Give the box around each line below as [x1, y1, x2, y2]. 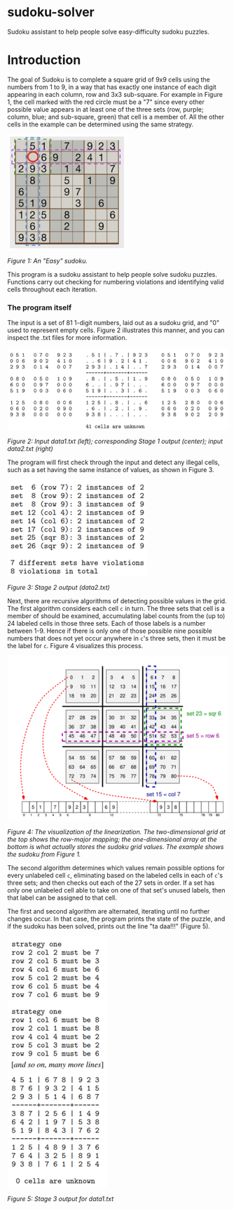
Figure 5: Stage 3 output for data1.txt [7, 1195, 114, 1203]
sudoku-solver [7, 4, 95, 20]
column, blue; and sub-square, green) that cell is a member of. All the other [7, 112, 225, 121]
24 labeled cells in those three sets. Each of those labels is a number [7, 619, 206, 627]
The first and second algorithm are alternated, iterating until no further [7, 907, 210, 916]
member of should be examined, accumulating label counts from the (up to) [7, 612, 226, 620]
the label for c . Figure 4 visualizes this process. [7, 641, 144, 650]
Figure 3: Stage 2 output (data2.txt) [7, 583, 110, 591]
